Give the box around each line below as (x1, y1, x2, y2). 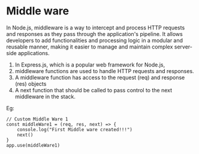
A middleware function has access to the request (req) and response (14, 74, 185, 81)
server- (174, 43, 193, 50)
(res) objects (14, 80, 47, 87)
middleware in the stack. (14, 93, 76, 100)
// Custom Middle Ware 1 (6, 116, 68, 122)
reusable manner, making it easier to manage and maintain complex (6, 43, 173, 50)
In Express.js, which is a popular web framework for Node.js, (14, 61, 165, 68)
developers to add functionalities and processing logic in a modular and (6, 37, 183, 44)
